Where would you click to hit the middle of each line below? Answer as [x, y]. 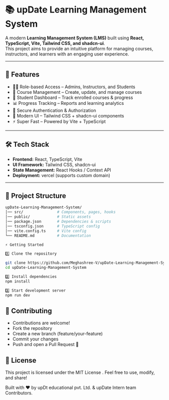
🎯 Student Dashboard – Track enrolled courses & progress [73, 97]
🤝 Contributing [29, 311]
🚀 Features [22, 74]
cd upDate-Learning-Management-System [46, 268]
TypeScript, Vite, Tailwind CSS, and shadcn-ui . [55, 43]
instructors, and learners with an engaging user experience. [67, 54]
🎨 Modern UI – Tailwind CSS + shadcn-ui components [68, 116]
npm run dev [18, 295]
